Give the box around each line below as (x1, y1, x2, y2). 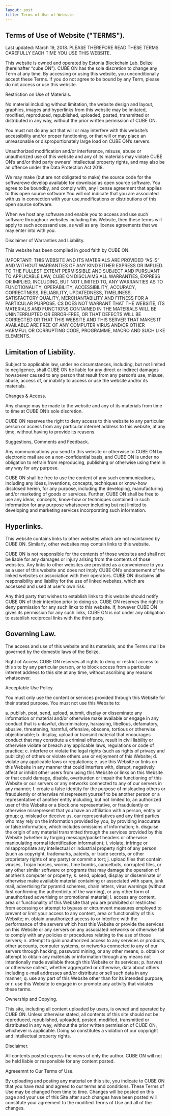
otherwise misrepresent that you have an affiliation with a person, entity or (5, 807, 161, 813)
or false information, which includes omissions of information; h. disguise (5, 823, 159, 829)
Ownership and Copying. (5, 996, 58, 1002)
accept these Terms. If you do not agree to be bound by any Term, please (5, 76, 160, 82)
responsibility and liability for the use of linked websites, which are (5, 578, 145, 584)
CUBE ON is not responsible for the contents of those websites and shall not (5, 551, 165, 557)
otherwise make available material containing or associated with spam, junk (5, 877, 164, 884)
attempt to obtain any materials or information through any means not (5, 953, 151, 959)
